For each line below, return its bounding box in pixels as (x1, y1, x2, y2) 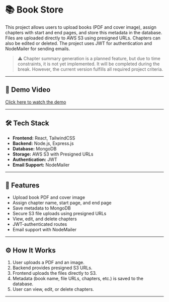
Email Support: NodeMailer (12, 162, 70, 168)
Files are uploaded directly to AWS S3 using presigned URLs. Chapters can (5, 35, 161, 41)
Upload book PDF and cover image (12, 194, 86, 200)
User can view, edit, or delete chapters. (12, 286, 94, 292)
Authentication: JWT (12, 156, 57, 162)
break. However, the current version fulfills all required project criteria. (17, 66, 163, 72)
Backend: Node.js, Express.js (12, 140, 74, 146)
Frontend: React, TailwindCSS (12, 135, 75, 141)
